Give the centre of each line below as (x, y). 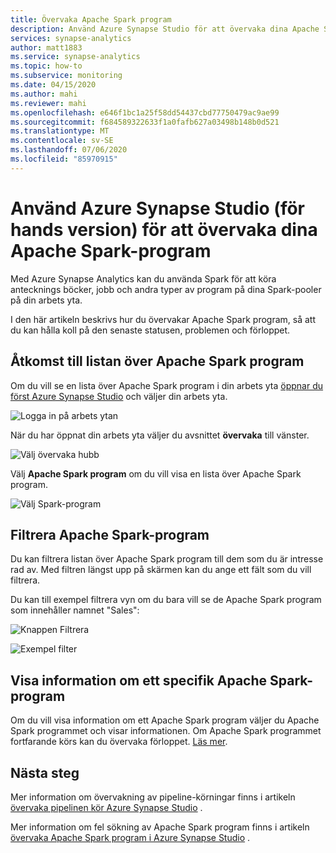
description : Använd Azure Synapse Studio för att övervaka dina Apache (165, 29)
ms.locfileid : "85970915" (64, 159)
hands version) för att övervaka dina (164, 229)
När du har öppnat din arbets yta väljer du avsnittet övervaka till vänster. (160, 435)
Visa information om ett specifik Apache (139, 680)
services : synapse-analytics (71, 38)
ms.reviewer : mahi (48, 103)
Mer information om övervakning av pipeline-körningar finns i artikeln (153, 797)
